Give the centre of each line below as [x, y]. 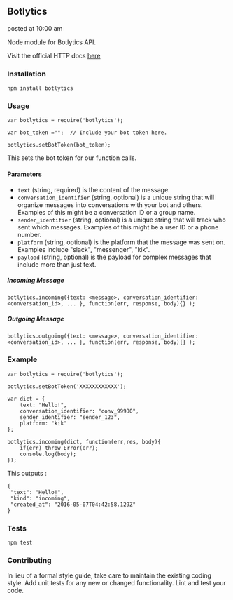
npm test [20, 543]
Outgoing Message [36, 319]
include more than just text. [57, 264]
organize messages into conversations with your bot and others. [110, 205]
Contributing [29, 561]
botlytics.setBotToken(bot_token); [59, 145]
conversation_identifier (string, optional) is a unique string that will [116, 197]
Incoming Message [36, 281]
